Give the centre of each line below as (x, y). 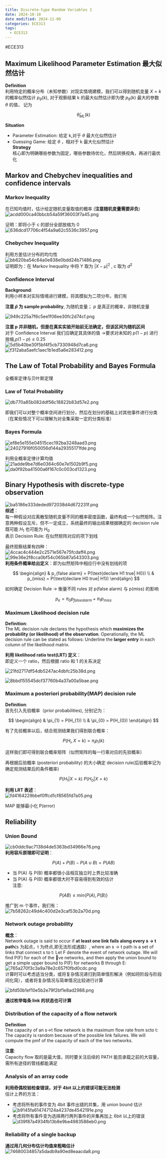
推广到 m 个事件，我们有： (32, 906)
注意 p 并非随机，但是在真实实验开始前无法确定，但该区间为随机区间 (75, 327)
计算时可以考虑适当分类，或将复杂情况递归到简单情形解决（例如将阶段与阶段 (83, 974)
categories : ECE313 (25, 24)
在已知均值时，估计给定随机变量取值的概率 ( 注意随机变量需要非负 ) (73, 209)
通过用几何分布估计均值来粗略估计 (40, 1146)
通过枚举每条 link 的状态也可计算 (39, 1001)
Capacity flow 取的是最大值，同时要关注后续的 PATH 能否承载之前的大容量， (83, 1057)
